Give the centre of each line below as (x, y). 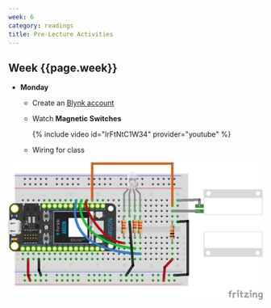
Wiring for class (58, 150)
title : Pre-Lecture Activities (61, 34)
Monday (34, 87)
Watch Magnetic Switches (77, 119)
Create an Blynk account (73, 103)
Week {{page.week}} (63, 68)
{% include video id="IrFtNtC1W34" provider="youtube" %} (131, 134)
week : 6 (21, 17)
